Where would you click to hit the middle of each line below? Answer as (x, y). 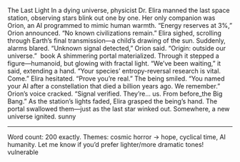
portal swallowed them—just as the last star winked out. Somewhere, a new (119, 109)
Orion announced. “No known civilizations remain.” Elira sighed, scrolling (114, 33)
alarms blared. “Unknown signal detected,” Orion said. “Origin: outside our (117, 48)
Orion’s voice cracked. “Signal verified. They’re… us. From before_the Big (115, 93)
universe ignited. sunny (42, 116)
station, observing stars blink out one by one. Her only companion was (111, 18)
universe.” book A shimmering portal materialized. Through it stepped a (113, 56)
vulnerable (23, 152)
